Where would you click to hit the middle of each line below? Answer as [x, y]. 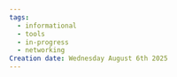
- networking [41, 50]
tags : [19, 17]
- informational [47, 26]
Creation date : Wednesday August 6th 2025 [88, 58]
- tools [31, 34]
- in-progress [43, 42]
